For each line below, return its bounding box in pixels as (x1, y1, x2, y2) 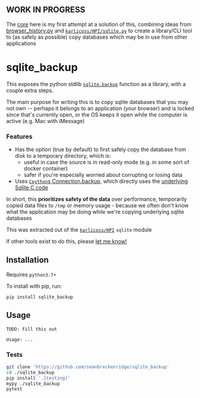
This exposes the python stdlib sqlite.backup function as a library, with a (6, 80, 186, 87)
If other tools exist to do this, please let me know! (6, 238, 127, 245)
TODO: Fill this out (6, 326, 58, 332)
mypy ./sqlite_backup (6, 381, 60, 387)
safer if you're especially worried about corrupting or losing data (23, 172, 183, 179)
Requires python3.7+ (6, 271, 57, 278)
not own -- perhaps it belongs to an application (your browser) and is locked (6, 105, 194, 112)
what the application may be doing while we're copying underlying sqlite (6, 209, 184, 216)
